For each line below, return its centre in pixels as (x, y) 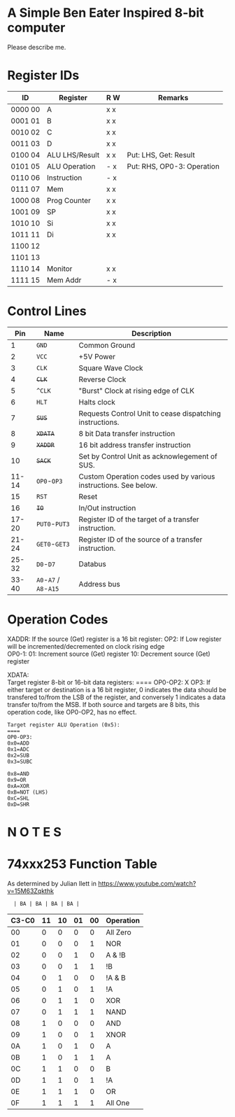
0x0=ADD (19, 743)
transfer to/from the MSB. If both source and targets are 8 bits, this (104, 704)
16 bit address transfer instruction (135, 444)
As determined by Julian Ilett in (52, 883)
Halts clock (97, 402)
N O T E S (34, 832)
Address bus (99, 584)
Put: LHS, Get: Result (161, 155)
